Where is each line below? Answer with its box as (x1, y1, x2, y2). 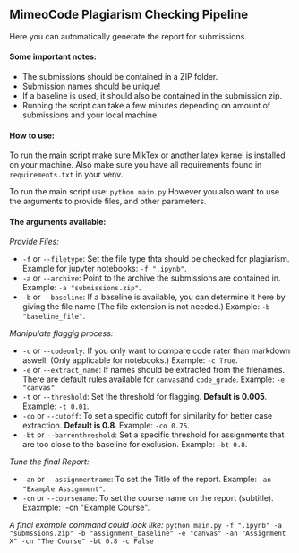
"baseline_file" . (21, 311, 86, 322)
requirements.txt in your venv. (9, 169, 124, 180)
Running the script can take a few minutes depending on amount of (21, 100, 271, 111)
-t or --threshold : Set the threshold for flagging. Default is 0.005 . (21, 392, 268, 402)
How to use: (9, 130, 56, 141)
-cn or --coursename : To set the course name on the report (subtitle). (21, 493, 275, 504)
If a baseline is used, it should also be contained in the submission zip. (21, 91, 283, 101)
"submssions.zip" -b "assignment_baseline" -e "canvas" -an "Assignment (9, 529, 286, 539)
